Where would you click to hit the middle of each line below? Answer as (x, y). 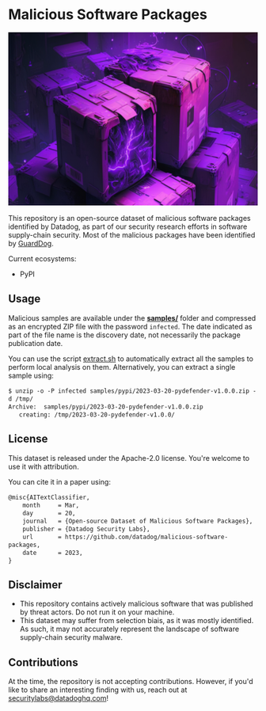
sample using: (31, 375)
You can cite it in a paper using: (59, 481)
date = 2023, (53, 553)
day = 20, (49, 513)
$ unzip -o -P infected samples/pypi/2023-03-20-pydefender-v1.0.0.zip (129, 391)
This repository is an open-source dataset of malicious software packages (129, 218)
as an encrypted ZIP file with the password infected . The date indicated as (130, 326)
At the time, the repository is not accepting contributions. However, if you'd (131, 682)
